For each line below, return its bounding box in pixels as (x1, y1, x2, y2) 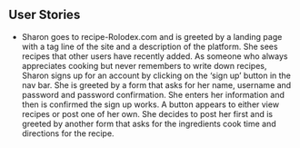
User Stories (8, 7, 81, 23)
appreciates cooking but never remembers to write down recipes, (21, 60, 267, 71)
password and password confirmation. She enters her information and (21, 89, 285, 100)
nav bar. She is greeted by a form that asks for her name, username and (21, 79, 292, 90)
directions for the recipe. (21, 127, 115, 139)
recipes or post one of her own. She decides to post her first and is (21, 108, 274, 119)
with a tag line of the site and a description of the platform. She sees (21, 41, 278, 52)
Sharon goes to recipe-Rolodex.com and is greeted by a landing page (21, 31, 283, 42)
